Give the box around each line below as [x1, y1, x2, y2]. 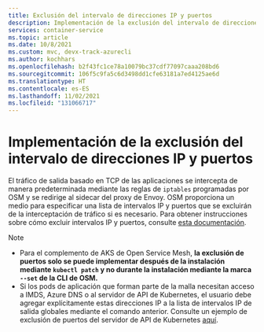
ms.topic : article [8, 33, 68, 42]
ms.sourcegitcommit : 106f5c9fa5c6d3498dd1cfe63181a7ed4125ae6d [8, 70, 220, 78]
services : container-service [8, 26, 104, 34]
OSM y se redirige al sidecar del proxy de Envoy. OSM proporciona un [8, 193, 235, 202]
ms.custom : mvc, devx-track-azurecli [8, 48, 132, 56]
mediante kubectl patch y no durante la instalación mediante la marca [19, 265, 252, 275]
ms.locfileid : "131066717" [8, 99, 97, 107]
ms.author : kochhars [8, 56, 76, 64]
